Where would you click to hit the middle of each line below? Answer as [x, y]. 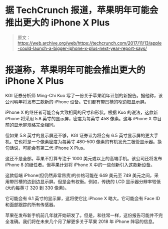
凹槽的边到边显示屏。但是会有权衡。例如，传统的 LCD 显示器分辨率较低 [87, 181]
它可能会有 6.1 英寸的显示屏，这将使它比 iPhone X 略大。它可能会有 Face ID [83, 198]
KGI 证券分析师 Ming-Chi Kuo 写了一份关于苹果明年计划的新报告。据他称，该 [84, 95]
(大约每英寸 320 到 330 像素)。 [37, 188]
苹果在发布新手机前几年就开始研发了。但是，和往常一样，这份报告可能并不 [82, 215]
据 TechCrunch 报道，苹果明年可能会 [82, 10]
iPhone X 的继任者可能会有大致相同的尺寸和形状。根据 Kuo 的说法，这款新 [82, 112]
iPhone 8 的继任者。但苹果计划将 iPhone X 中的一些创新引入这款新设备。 [80, 165]
